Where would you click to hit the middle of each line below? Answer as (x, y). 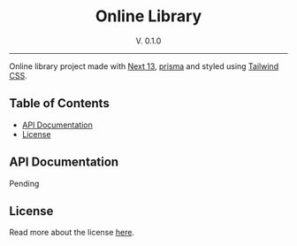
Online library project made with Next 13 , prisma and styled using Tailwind (144, 66)
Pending (24, 183)
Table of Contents (60, 104)
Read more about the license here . (72, 233)
